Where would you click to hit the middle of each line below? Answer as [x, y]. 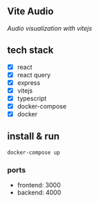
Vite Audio [30, 11]
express [28, 82]
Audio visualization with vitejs [49, 28]
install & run [34, 136]
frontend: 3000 [39, 185]
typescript [32, 98]
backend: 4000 [39, 193]
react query [34, 75]
